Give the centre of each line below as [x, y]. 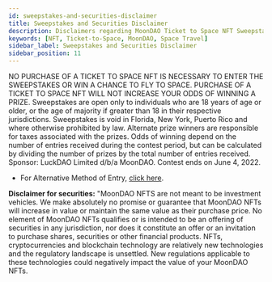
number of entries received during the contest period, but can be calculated [135, 145]
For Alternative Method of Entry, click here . [92, 178]
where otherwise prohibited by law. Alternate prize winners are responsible [134, 128]
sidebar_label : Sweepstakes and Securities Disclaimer [103, 46]
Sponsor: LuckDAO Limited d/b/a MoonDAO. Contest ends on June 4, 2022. [135, 162]
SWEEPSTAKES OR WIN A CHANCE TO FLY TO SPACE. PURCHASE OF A [130, 85]
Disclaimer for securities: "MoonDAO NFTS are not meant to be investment [135, 194]
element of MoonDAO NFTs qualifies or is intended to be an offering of [126, 219]
